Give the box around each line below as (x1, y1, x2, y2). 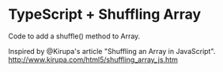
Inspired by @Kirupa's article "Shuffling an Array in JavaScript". (8, 46, 216, 56)
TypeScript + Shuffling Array (8, 5, 202, 23)
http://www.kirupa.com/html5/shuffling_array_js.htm (8, 55, 178, 64)
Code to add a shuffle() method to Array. (8, 31, 141, 41)
